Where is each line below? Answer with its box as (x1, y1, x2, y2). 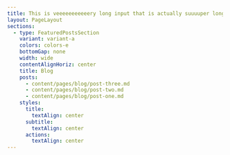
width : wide (19, 55, 53, 62)
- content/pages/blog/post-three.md (25, 80, 130, 87)
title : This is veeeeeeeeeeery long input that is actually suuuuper (7, 10, 210, 17)
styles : (19, 99, 41, 106)
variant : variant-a (19, 36, 75, 43)
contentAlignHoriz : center (19, 61, 97, 68)
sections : (7, 23, 36, 29)
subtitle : (25, 118, 53, 126)
